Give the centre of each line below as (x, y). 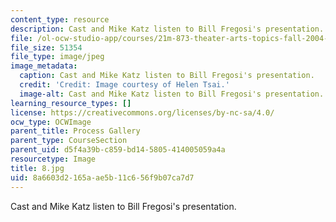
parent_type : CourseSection (69, 141)
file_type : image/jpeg (57, 57)
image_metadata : (44, 66)
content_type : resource (60, 19)
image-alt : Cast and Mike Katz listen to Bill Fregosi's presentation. (172, 94)
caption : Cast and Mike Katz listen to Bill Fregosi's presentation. (167, 76)
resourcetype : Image (53, 159)
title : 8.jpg (37, 168)
